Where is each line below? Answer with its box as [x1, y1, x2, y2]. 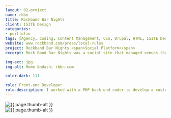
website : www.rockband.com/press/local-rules [5, 41, 103, 46]
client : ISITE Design [5, 21, 51, 27]
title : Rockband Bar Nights [5, 17, 65, 22]
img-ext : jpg [5, 59, 33, 64]
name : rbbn [5, 12, 28, 17]
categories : [5, 27, 31, 32]
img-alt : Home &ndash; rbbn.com [5, 64, 74, 69]
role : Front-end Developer [5, 83, 63, 88]
